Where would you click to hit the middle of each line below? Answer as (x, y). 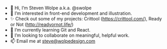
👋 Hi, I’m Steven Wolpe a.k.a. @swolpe (51, 8)
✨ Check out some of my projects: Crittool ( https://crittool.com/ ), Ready (86, 19)
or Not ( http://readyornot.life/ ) (42, 24)
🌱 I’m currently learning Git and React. (50, 30)
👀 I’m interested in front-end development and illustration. (71, 13)
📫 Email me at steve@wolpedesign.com (53, 41)
